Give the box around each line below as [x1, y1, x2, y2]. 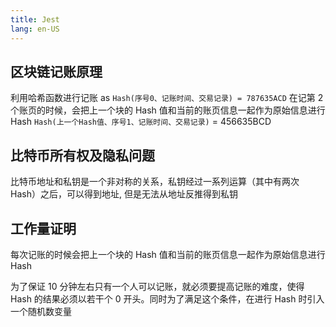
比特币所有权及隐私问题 [10, 147, 155, 164]
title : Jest [10, 14, 60, 25]
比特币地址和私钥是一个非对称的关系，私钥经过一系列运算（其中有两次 [10, 176, 300, 188]
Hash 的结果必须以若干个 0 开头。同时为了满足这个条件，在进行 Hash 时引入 [10, 292, 325, 305]
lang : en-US [10, 24, 60, 34]
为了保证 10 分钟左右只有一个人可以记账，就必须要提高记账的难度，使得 [10, 280, 305, 292]
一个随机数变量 [10, 305, 72, 317]
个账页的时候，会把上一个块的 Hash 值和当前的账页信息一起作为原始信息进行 [10, 104, 326, 116]
